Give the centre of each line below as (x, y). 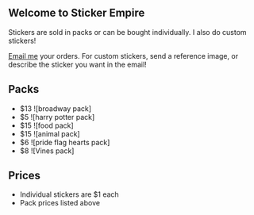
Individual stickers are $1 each (69, 194)
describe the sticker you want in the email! (77, 64)
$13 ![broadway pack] (56, 108)
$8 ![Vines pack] (47, 151)
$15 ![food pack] (46, 125)
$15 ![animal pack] (50, 133)
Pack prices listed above (60, 203)
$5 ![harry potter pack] (57, 117)
